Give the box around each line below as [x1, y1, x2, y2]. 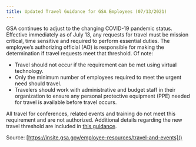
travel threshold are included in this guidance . [6, 122, 117, 129]
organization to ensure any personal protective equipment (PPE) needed [14, 92, 190, 99]
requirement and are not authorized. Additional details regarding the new [6, 116, 182, 123]
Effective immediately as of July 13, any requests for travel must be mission [6, 31, 189, 38]
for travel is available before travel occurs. [14, 98, 117, 106]
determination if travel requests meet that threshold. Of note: [6, 49, 154, 56]
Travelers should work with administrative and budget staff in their [14, 86, 176, 93]
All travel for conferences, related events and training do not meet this [6, 110, 176, 117]
